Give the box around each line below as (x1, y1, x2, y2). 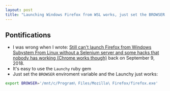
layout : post (5, 7, 33, 13)
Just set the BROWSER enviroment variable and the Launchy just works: (12, 71, 158, 77)
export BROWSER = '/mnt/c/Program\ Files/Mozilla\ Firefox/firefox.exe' (5, 81, 158, 86)
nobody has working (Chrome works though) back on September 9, (12, 55, 155, 61)
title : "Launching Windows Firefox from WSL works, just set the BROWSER (5, 12, 165, 17)
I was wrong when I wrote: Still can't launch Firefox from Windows (12, 44, 152, 51)
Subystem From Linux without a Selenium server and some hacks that (12, 50, 159, 56)
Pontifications (5, 31, 51, 39)
